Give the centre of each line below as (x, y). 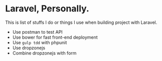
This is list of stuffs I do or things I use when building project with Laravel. (81, 22)
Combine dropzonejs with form (44, 53)
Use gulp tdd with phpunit (40, 42)
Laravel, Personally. (47, 9)
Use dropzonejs (29, 48)
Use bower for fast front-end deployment (55, 37)
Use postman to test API (37, 32)
